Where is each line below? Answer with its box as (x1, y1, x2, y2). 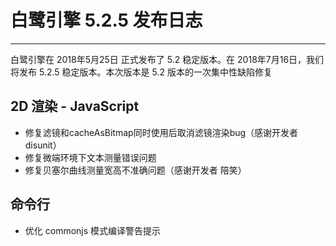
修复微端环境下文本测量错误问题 (24, 151, 157, 163)
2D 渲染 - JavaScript (10, 98, 140, 115)
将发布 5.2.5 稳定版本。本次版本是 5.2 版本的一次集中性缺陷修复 (10, 66, 273, 78)
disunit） (24, 139, 62, 151)
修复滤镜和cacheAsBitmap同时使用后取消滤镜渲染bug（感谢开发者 (24, 126, 299, 138)
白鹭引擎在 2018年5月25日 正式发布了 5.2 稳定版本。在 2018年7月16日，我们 (10, 53, 325, 65)
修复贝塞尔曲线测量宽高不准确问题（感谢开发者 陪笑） (24, 164, 247, 176)
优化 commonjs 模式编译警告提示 (24, 224, 162, 236)
